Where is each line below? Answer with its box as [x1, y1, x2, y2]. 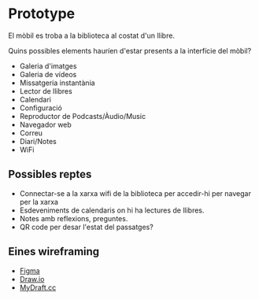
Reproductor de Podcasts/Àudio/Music [19, 111, 146, 120]
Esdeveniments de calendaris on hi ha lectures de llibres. [19, 206, 205, 215]
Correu [19, 128, 43, 138]
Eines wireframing [8, 245, 100, 258]
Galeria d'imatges [19, 61, 77, 71]
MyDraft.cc [19, 283, 57, 292]
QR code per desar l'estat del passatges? [19, 222, 154, 231]
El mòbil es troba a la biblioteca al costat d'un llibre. [8, 31, 176, 40]
